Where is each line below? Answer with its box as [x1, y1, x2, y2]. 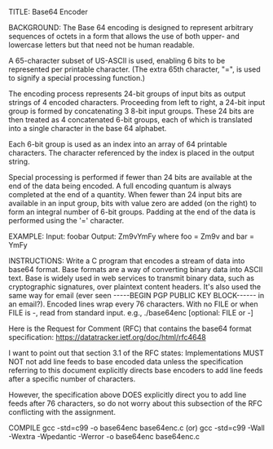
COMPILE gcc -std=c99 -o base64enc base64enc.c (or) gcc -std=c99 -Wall [8, 423, 265, 433]
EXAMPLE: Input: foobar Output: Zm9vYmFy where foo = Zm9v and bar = [8, 231, 255, 241]
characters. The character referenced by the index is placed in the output [8, 148, 255, 157]
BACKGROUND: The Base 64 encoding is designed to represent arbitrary [8, 23, 254, 32]
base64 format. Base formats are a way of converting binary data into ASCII [8, 265, 263, 274]
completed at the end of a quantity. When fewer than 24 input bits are [8, 190, 243, 199]
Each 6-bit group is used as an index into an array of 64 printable [8, 139, 227, 149]
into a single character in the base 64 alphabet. [8, 124, 167, 133]
